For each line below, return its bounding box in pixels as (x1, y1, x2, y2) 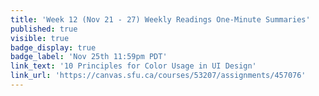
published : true (10, 24, 78, 34)
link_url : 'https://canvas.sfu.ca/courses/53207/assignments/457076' (10, 71, 307, 81)
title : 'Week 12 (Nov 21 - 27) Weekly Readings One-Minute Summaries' (10, 14, 311, 25)
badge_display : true (10, 42, 97, 53)
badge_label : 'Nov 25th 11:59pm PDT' (10, 52, 168, 62)
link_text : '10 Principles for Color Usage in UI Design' (10, 61, 257, 71)
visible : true (10, 33, 70, 43)
